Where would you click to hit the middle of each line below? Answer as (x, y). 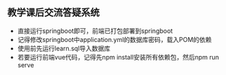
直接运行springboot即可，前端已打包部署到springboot (95, 31)
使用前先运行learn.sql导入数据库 (64, 48)
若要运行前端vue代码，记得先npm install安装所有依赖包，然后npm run (118, 57)
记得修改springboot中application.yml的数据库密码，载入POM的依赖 (114, 39)
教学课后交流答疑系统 (53, 13)
